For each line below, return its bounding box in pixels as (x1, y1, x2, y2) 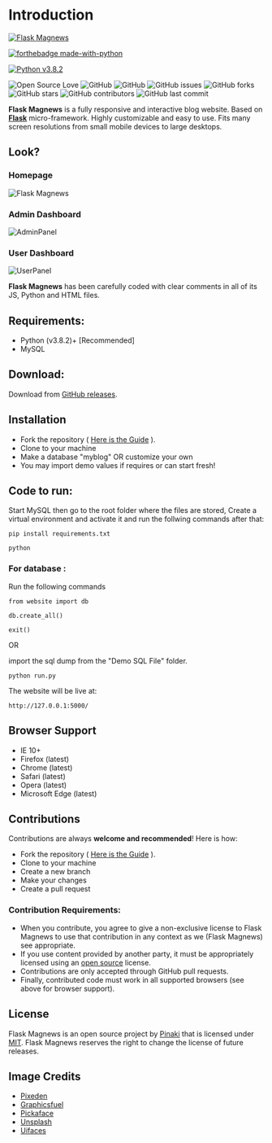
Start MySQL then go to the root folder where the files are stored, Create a (8, 506, 257, 515)
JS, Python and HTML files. (8, 291, 100, 300)
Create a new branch (19, 867, 91, 877)
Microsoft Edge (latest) (19, 788, 97, 799)
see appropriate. (19, 940, 76, 950)
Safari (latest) (19, 771, 67, 781)
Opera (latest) (19, 780, 67, 790)
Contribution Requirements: (8, 904, 122, 916)
